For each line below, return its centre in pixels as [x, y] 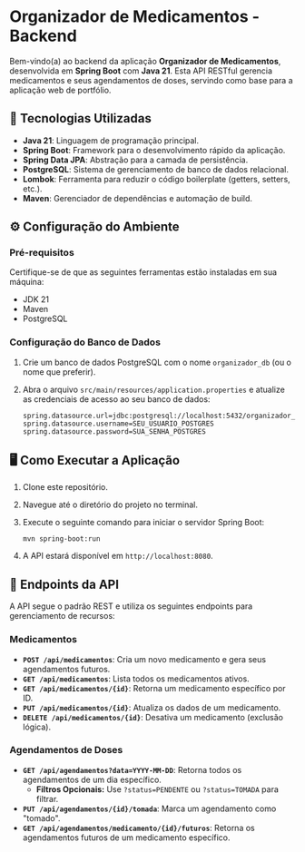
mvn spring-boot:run [61, 539]
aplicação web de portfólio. [60, 90]
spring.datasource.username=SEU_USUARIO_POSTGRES [118, 424]
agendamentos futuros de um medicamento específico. [126, 837]
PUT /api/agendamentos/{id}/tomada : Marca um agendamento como [149, 808]
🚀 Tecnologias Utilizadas [80, 118]
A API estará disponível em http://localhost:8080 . [118, 556]
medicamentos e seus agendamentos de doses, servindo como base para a [151, 80]
